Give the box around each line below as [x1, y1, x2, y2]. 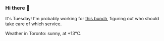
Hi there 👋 [5, 4, 30, 11]
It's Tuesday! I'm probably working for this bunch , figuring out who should [5, 16, 159, 22]
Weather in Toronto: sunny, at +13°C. [5, 31, 82, 37]
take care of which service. [5, 21, 62, 27]
